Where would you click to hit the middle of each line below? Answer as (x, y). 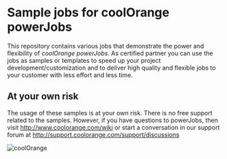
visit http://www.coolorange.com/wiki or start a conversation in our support (113, 127)
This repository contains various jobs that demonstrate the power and (106, 46)
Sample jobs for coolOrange (88, 13)
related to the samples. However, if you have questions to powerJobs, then (112, 120)
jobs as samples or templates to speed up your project (84, 60)
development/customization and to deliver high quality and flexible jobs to (111, 68)
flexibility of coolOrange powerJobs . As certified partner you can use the (110, 53)
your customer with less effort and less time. (70, 75)
